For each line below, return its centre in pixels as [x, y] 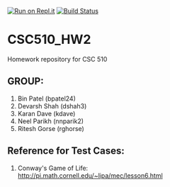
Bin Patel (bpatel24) [47, 98]
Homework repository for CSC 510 [57, 59]
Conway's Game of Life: [53, 168]
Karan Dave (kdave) [46, 113]
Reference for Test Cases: [66, 151]
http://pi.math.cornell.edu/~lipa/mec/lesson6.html [90, 175]
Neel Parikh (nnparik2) [50, 121]
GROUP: [25, 81]
